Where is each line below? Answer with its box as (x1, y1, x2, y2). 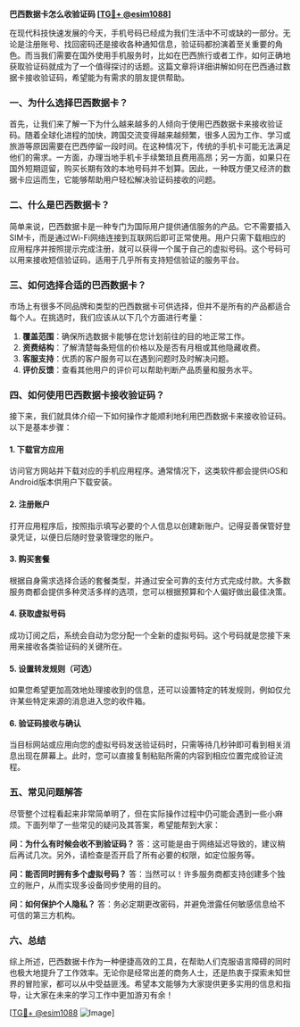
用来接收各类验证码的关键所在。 (9, 642, 127, 651)
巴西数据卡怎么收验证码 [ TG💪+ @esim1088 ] (9, 9, 171, 19)
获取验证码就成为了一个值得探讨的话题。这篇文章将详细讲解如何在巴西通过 (9, 62, 283, 71)
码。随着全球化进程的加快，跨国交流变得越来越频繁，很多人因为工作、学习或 (9, 129, 291, 141)
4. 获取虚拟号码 (9, 609, 66, 619)
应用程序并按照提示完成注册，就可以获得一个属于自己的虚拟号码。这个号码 (9, 243, 283, 253)
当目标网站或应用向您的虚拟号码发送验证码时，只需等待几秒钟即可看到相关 (9, 740, 283, 750)
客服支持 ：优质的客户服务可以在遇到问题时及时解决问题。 (21, 352, 234, 364)
